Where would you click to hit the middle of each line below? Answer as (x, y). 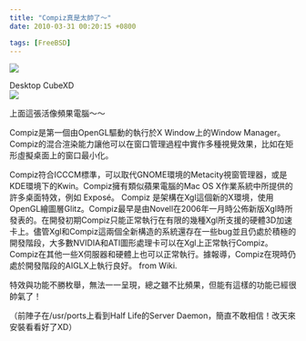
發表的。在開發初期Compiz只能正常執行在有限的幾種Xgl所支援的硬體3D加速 (151, 220)
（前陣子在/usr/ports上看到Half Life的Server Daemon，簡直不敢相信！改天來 (153, 316)
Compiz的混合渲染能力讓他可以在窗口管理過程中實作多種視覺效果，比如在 (148, 144)
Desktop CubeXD (42, 85)
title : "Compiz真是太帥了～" (61, 18)
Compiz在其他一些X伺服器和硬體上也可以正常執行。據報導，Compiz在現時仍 (153, 255)
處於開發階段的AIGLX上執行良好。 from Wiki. (93, 266)
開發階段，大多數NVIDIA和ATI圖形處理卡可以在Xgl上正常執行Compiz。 (141, 243)
